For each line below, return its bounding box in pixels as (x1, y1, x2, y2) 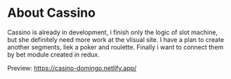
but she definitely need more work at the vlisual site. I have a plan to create (7, 35, 225, 43)
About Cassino (7, 5, 96, 21)
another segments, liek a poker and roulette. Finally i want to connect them (7, 43, 224, 51)
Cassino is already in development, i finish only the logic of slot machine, (7, 28, 218, 36)
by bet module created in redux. (7, 50, 100, 59)
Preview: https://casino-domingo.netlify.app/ (7, 64, 137, 72)
